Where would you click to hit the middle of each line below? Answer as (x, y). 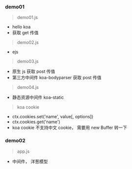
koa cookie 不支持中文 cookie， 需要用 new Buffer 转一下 (70, 127)
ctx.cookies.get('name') (36, 122)
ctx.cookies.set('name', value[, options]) (53, 117)
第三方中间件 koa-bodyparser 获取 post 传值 (57, 78)
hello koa (21, 27)
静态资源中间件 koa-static (38, 97)
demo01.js (27, 18)
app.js (23, 151)
